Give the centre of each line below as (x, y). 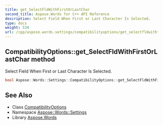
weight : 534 (17, 28)
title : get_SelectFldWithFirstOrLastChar (48, 9)
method (43, 60)
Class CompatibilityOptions (39, 107)
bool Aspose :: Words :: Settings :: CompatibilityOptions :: (62, 80)
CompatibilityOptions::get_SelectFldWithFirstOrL (81, 52)
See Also (19, 95)
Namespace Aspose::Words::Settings (49, 112)
